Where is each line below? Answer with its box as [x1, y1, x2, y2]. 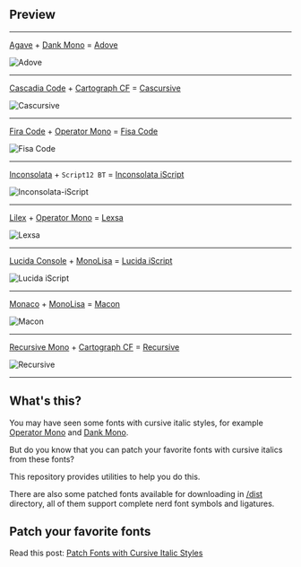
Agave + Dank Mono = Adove [9, 39, 118, 50]
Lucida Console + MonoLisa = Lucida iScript [9, 255, 173, 266]
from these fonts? [9, 453, 74, 465]
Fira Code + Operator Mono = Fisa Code [9, 126, 159, 136]
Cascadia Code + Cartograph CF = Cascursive [9, 83, 181, 93]
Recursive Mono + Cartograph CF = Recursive [9, 341, 180, 353]
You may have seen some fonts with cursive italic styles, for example [9, 417, 264, 428]
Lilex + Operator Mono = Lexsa [9, 212, 124, 222]
